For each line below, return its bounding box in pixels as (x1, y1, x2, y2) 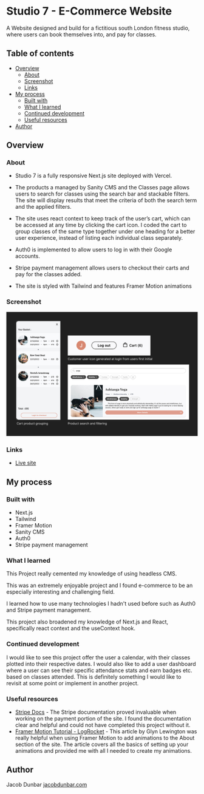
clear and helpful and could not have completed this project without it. (15, 721, 191, 728)
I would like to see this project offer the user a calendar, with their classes (6, 654, 191, 661)
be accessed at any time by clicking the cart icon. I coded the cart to (15, 222, 187, 229)
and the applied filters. (15, 203, 72, 211)
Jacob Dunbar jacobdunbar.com (6, 781, 87, 788)
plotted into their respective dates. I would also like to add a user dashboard (6, 660, 196, 667)
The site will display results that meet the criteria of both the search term (15, 197, 197, 204)
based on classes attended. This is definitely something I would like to (6, 673, 182, 680)
